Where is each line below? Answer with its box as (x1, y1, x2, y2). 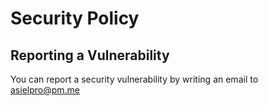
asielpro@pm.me (10, 84, 81, 96)
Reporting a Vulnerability (10, 47, 170, 64)
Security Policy (10, 7, 140, 30)
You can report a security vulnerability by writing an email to (10, 73, 259, 85)
